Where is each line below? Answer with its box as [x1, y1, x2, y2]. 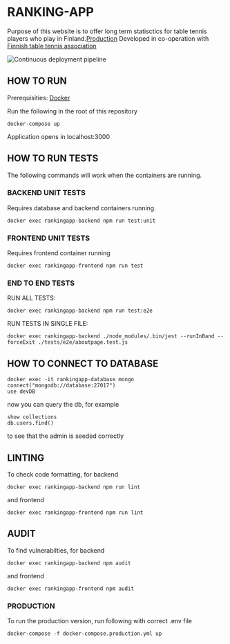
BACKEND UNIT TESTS [7, 188, 86, 198]
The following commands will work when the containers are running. [7, 171, 202, 179]
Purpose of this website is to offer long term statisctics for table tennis [7, 27, 207, 35]
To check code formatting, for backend [7, 470, 119, 479]
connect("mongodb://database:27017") [7, 382, 116, 389]
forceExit [7, 339, 36, 346]
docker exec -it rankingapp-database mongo [7, 376, 135, 383]
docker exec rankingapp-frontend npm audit [7, 585, 135, 592]
